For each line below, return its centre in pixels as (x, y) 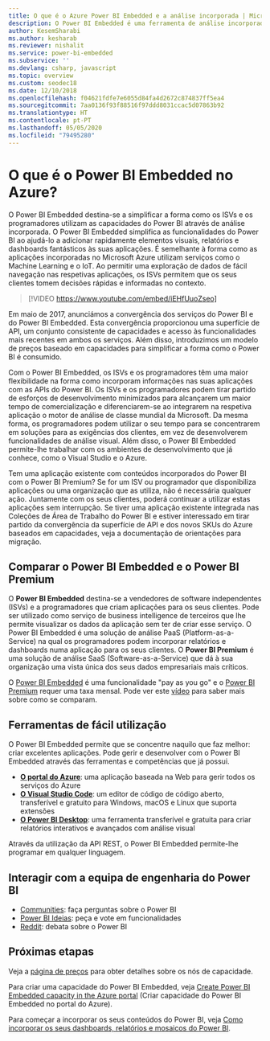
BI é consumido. (35, 357)
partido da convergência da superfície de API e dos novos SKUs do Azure (131, 524)
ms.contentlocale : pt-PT (50, 121)
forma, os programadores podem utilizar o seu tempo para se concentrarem (134, 424)
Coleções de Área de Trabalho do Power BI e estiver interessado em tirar (129, 516)
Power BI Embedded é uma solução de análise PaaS (94, 633)
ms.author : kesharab (43, 38)
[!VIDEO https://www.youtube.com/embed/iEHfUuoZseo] (122, 298)
